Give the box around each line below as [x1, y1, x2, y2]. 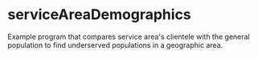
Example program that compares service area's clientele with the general [7, 32, 250, 41]
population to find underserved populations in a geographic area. [7, 40, 223, 49]
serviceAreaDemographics [7, 6, 192, 24]
